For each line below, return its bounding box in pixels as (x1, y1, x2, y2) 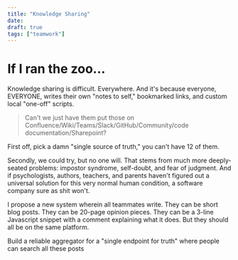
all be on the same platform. (7, 223, 90, 232)
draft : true (7, 24, 43, 31)
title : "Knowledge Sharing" (7, 10, 91, 18)
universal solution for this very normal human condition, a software (7, 179, 203, 187)
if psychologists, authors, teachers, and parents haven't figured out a (7, 172, 210, 180)
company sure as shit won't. (7, 187, 90, 195)
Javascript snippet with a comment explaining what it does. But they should (7, 215, 229, 224)
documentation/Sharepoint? (24, 129, 107, 137)
